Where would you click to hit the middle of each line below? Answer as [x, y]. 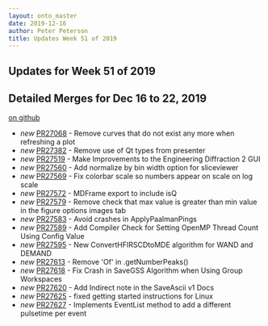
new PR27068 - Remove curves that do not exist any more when [127, 133]
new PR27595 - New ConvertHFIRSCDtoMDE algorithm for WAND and [136, 245]
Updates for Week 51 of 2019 [82, 71]
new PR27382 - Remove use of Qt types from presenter [113, 151]
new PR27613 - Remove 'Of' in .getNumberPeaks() [104, 262]
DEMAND [36, 253]
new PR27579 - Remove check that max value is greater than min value [138, 202]
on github [24, 118]
